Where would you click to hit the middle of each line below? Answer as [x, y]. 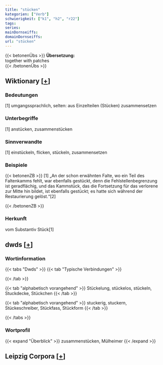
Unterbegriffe [21, 118]
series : [13, 28]
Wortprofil [18, 330]
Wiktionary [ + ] [28, 81]
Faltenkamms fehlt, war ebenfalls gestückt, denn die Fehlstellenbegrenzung [81, 181]
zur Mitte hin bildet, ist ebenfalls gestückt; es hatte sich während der [74, 191]
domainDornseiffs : [24, 37]
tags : [10, 23]
